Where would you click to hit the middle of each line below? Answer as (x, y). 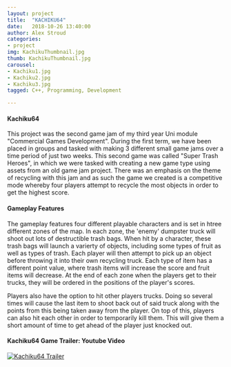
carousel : (21, 65)
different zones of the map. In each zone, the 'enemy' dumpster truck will (111, 231)
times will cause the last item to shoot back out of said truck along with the (113, 303)
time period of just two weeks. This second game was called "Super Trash (113, 156)
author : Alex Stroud (37, 33)
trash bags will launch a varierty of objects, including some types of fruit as (114, 246)
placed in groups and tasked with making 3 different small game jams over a (115, 148)
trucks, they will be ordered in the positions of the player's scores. (101, 282)
